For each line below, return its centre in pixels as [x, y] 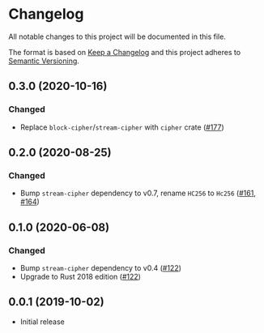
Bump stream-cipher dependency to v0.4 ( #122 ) [101, 268]
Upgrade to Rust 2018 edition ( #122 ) [81, 277]
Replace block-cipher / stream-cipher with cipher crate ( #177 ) [122, 127]
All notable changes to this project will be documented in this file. [117, 36]
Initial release [42, 322]
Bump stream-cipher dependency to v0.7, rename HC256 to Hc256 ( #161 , [138, 193]
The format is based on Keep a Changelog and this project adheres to [125, 52]
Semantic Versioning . [44, 61]
